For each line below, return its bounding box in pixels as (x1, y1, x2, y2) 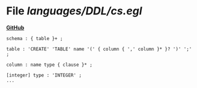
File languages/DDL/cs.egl (6, 4, 142, 18)
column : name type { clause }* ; (6, 62, 93, 68)
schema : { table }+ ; (6, 35, 63, 41)
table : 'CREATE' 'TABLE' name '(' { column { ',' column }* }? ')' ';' (6, 46, 192, 52)
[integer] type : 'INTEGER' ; (6, 72, 82, 78)
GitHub (6, 24, 25, 31)
